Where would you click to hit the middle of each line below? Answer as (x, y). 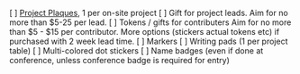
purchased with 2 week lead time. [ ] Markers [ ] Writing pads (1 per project (149, 41)
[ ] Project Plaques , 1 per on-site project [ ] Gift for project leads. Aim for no (149, 13)
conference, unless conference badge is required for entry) (119, 60)
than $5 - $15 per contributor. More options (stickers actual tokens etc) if (145, 32)
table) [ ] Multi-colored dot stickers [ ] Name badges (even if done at (136, 51)
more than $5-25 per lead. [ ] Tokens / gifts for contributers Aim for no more (150, 22)
